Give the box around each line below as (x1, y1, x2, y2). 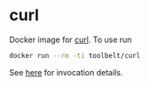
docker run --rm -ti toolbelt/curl (9, 51, 141, 60)
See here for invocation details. (9, 67, 123, 77)
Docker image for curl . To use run (9, 34, 132, 45)
